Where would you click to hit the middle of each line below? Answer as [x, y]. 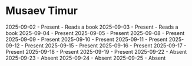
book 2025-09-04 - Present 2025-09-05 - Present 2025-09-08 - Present [95, 33]
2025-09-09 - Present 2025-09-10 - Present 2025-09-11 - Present [87, 39]
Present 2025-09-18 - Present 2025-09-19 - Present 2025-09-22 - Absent [96, 51]
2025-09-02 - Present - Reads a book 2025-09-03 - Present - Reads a [92, 27]
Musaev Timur [42, 11]
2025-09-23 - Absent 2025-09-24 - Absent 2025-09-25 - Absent [86, 58]
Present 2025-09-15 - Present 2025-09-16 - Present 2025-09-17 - [106, 46]
